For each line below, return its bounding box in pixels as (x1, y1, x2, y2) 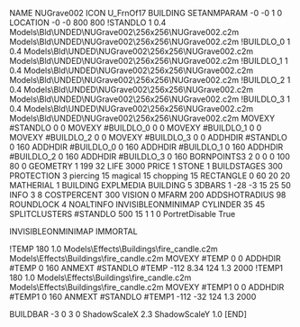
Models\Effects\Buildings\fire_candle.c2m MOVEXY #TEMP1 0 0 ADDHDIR (9, 282, 285, 292)
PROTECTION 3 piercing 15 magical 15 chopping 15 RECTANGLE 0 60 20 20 (9, 170, 291, 181)
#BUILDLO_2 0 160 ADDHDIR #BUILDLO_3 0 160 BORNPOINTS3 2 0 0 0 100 (9, 151, 291, 161)
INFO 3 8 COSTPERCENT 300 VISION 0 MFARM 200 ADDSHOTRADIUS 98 (9, 189, 286, 200)
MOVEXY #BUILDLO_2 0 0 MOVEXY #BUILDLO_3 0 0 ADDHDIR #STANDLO (9, 132, 288, 142)
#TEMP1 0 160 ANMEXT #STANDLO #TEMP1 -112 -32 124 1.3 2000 (9, 292, 257, 302)
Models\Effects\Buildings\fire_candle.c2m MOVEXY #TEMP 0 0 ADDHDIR (9, 253, 281, 264)
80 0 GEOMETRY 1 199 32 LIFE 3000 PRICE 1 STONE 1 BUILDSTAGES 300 (9, 161, 284, 171)
